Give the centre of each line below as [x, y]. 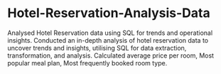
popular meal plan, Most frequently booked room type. [87, 63]
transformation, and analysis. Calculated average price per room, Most [111, 55]
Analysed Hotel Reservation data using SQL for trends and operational [110, 33]
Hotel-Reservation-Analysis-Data [109, 13]
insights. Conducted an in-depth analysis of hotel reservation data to [108, 40]
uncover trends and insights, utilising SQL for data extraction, [97, 48]
